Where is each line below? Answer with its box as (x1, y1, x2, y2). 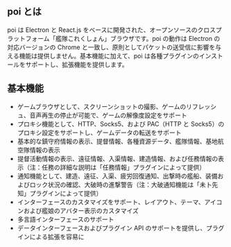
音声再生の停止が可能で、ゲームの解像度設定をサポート (29, 111, 187, 119)
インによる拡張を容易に (17, 232, 85, 241)
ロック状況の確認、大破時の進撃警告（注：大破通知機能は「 (29, 180, 200, 189)
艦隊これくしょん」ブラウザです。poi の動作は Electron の (55, 34, 221, 42)
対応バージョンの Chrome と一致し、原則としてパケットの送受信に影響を (7, 43, 216, 51)
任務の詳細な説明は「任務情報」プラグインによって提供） (41, 163, 206, 171)
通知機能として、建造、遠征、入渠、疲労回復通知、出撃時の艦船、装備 (17, 171, 218, 180)
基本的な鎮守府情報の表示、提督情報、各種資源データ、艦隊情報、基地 (17, 137, 219, 145)
